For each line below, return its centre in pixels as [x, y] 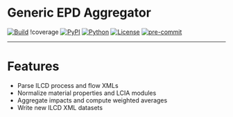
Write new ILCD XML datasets [60, 107]
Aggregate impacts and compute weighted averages [92, 100]
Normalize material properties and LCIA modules [87, 93]
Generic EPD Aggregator [79, 13]
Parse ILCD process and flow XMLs [68, 85]
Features [33, 66]
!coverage [44, 32]
